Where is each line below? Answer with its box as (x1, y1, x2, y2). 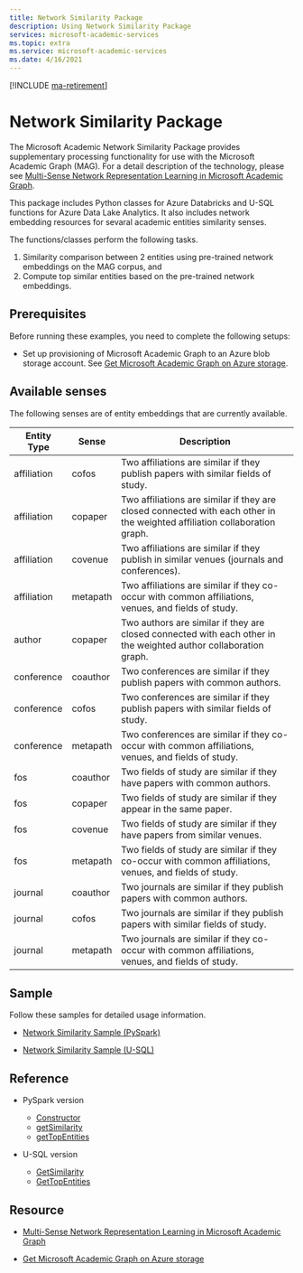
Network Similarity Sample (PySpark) (22, 1027, 161, 1038)
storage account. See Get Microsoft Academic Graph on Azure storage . (22, 358, 289, 369)
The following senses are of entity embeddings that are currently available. (9, 407, 288, 418)
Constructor (35, 1112, 81, 1123)
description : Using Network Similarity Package (9, 22, 192, 31)
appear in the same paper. (121, 802, 233, 815)
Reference (9, 1071, 69, 1086)
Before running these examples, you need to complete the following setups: (9, 331, 291, 342)
